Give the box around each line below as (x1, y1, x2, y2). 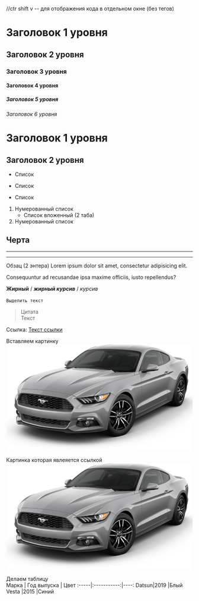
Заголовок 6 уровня (6, 111, 57, 118)
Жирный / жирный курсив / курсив (6, 285, 98, 292)
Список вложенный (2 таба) (23, 212, 95, 219)
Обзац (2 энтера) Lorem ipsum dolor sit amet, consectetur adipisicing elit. (6, 262, 188, 269)
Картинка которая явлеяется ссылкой (6, 456, 102, 463)
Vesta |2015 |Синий (6, 588, 54, 595)
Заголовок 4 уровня (6, 82, 59, 89)
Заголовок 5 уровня (6, 95, 59, 103)
